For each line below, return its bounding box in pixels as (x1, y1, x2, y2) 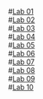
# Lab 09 (8, 74, 35, 83)
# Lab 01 (8, 7, 34, 16)
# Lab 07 (8, 57, 35, 67)
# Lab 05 (8, 40, 35, 50)
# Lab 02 (8, 15, 35, 25)
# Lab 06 (8, 49, 35, 58)
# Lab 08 (8, 66, 35, 74)
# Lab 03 (8, 24, 35, 32)
